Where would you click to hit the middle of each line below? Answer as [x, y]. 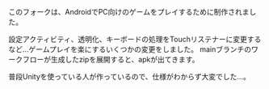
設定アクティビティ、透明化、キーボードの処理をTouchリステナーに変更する [135, 39]
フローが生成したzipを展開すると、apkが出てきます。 [111, 59]
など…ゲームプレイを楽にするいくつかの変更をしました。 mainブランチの [130, 49]
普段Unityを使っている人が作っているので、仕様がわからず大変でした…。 [129, 76]
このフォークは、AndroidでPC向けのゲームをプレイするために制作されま [129, 12]
